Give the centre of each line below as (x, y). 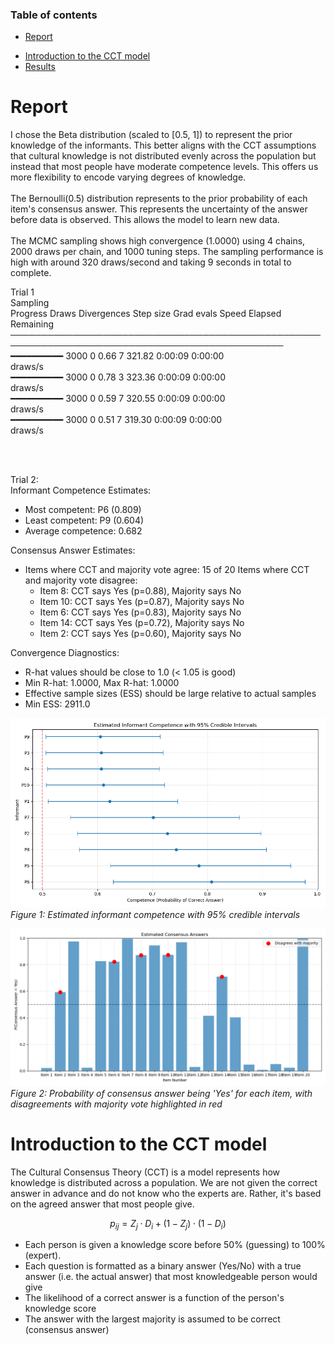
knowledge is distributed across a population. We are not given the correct (164, 1182)
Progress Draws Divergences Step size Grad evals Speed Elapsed (146, 314)
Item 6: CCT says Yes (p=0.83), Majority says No (140, 612)
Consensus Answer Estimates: (73, 550)
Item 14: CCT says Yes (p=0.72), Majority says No (142, 623)
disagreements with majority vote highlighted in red (116, 1104)
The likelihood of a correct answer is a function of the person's (154, 1298)
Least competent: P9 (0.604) (84, 520)
